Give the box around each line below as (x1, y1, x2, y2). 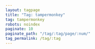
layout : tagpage (5, 7, 40, 13)
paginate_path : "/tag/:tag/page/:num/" (5, 31, 91, 36)
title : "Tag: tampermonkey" (5, 12, 66, 17)
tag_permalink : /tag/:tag (5, 36, 61, 41)
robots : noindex (5, 21, 40, 27)
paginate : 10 (5, 27, 33, 32)
